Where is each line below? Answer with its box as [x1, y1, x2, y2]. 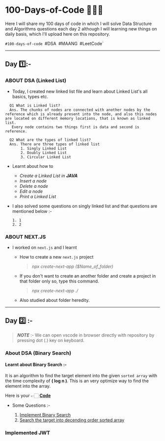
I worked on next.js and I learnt [12, 244, 77, 250]
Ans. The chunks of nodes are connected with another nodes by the [9, 107, 151, 112]
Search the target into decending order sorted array [19, 417, 125, 423]
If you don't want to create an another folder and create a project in [19, 273, 156, 279]
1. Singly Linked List [20, 146, 67, 151]
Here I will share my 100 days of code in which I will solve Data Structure [5, 21, 152, 26]
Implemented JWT [5, 429, 51, 436]
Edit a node [19, 188, 43, 194]
